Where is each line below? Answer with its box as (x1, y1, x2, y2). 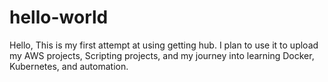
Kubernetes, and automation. (9, 60, 129, 72)
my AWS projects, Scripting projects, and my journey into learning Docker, (9, 49, 315, 61)
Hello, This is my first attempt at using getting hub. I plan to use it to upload (9, 39, 319, 51)
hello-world (9, 6, 109, 29)
